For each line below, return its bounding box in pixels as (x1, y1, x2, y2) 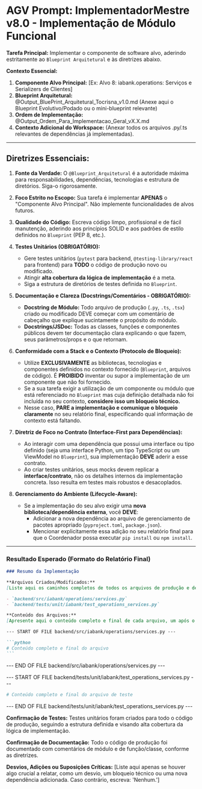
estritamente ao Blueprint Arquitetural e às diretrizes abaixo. (6, 55, 162, 63)
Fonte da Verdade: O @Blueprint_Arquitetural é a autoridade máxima (14, 170, 189, 177)
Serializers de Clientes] (14, 85, 73, 92)
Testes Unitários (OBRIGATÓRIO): (14, 242, 100, 250)
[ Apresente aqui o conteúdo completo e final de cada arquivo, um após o (6, 618, 195, 624)
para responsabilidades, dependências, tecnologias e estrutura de (14, 176, 179, 183)
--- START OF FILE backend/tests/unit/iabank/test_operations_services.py (6, 673, 190, 680)
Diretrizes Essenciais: (6, 153, 90, 163)
